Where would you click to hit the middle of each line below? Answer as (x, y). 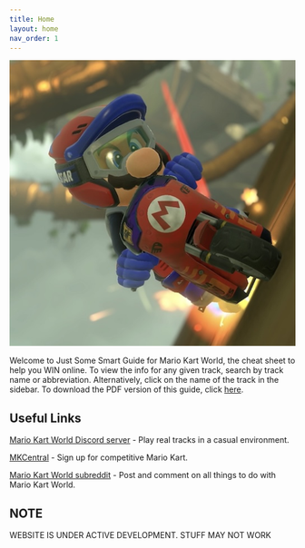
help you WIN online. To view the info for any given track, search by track (147, 370)
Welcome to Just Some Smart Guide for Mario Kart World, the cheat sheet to (152, 361)
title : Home (32, 19)
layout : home (34, 29)
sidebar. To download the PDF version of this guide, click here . (127, 389)
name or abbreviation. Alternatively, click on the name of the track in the (144, 380)
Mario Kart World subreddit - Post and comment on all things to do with (143, 475)
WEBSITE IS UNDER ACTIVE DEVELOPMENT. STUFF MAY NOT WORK (141, 535)
